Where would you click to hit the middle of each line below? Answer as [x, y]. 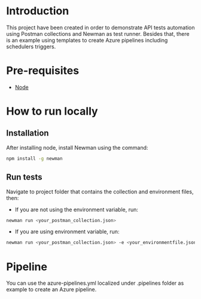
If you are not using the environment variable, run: [77, 209]
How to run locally [52, 111]
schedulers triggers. [31, 47]
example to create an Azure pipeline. [51, 289]
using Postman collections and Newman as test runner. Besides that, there [98, 33]
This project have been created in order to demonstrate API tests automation [101, 27]
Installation [28, 133]
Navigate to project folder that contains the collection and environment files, [100, 192]
